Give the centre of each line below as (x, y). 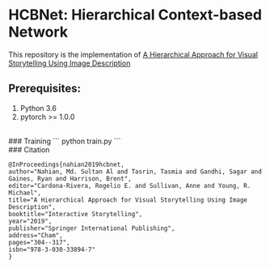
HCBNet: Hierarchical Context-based (135, 15)
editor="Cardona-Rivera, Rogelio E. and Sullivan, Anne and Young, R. (130, 185)
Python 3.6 (38, 108)
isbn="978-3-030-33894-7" (52, 249)
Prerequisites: (44, 89)
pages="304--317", (39, 242)
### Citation (29, 149)
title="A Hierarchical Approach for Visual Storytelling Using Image (128, 200)
